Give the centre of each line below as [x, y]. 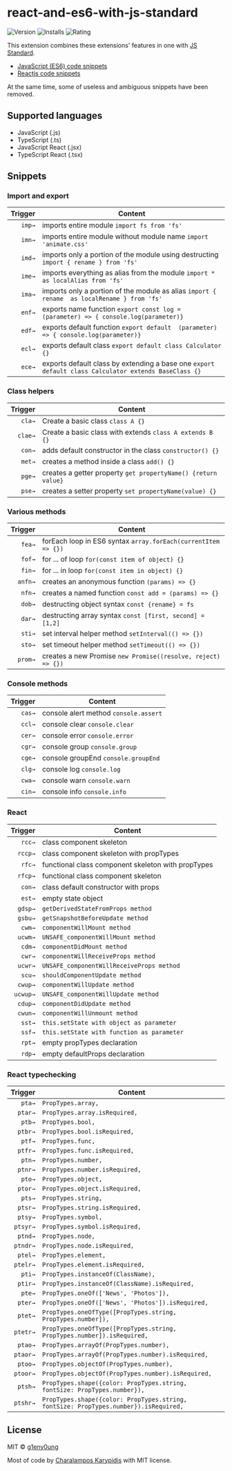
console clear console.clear [88, 724]
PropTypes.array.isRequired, [90, 1112]
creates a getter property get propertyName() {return [129, 473]
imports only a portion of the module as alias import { [129, 291]
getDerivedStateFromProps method [97, 908]
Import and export [38, 196]
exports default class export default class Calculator [132, 346]
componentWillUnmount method [90, 1013]
